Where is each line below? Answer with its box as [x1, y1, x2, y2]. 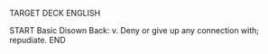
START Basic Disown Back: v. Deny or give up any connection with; [9, 25, 260, 35]
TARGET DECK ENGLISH [9, 8, 101, 18]
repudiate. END [9, 35, 66, 45]
